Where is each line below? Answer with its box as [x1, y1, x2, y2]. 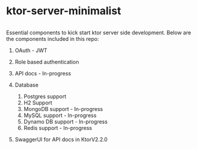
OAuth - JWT [14, 46, 48, 54]
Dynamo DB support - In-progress [23, 118, 108, 125]
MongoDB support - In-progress [23, 105, 103, 112]
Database [14, 81, 39, 88]
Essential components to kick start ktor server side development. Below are [6, 28, 192, 36]
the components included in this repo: [6, 35, 99, 42]
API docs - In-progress [14, 69, 71, 77]
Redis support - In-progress [23, 124, 92, 131]
